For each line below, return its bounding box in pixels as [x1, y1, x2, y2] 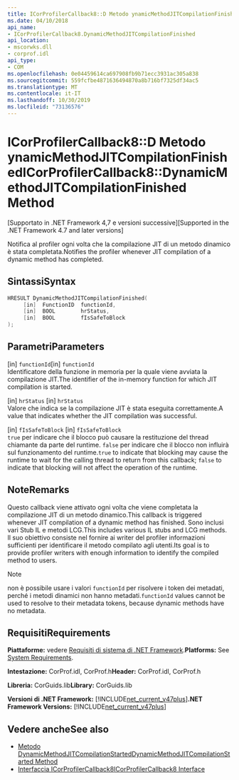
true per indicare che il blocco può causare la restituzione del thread [7, 432, 209, 441]
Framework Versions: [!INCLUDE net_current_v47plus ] [7, 702, 167, 711]
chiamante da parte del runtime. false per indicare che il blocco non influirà [7, 440, 229, 449]
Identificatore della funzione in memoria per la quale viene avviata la [7, 367, 208, 375]
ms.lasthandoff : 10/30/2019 [7, 97, 91, 104]
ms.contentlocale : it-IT [7, 90, 81, 97]
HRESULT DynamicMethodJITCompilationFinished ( [7, 294, 148, 302]
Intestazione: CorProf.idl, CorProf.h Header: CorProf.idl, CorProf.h [7, 667, 201, 676]
